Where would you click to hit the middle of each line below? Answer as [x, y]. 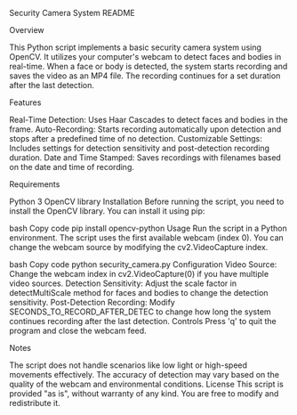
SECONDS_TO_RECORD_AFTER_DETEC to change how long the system [140, 312]
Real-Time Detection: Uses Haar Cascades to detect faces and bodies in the [148, 120]
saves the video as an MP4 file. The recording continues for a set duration [145, 76]
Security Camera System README [72, 13]
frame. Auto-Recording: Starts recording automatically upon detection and [145, 129]
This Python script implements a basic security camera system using [136, 47]
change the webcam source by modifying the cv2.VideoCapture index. [139, 247]
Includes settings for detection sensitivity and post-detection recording [139, 148]
